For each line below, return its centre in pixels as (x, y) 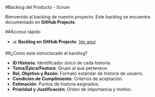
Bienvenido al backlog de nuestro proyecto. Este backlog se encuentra (78, 17)
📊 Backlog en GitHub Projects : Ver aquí (54, 42)
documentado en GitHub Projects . (41, 22)
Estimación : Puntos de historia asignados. (56, 84)
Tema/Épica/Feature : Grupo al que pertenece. (60, 68)
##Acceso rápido (23, 32)
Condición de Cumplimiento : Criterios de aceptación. (68, 79)
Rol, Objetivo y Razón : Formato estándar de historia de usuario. (78, 73)
